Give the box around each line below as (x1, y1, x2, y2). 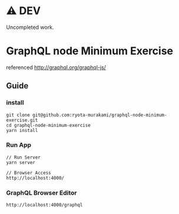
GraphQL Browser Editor (6, 189, 77, 197)
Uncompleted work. (6, 24, 54, 31)
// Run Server (6, 154, 41, 160)
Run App (6, 141, 31, 149)
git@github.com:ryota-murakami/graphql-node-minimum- (32, 112, 167, 118)
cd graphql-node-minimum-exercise (6, 122, 91, 128)
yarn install (6, 127, 38, 133)
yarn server (6, 159, 35, 166)
